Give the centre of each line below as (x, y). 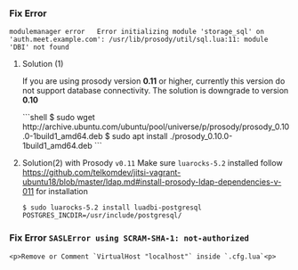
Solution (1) (43, 64)
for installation (62, 192)
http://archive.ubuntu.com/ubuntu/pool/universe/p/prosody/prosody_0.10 (156, 127)
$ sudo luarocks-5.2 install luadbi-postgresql (112, 208)
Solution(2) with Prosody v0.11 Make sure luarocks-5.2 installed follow (152, 163)
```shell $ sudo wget (58, 118)
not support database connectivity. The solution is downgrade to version (155, 91)
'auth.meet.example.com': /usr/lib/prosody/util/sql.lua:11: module (139, 40)
